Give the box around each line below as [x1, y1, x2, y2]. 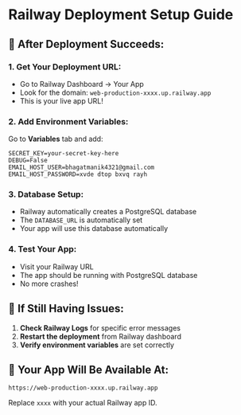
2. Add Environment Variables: [8, 115, 129, 127]
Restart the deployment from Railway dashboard [19, 331, 181, 341]
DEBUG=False [8, 157, 48, 165]
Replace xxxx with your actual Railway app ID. [8, 398, 157, 408]
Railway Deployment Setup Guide [8, 6, 234, 24]
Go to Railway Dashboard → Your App [19, 79, 145, 88]
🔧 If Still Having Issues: [8, 302, 125, 315]
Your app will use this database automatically [19, 224, 169, 233]
